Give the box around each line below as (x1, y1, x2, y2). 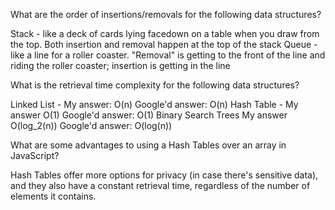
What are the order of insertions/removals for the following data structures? (10, 9, 322, 20)
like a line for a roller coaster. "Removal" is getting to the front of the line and (10, 49, 326, 61)
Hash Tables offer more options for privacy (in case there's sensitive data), (10, 169, 319, 181)
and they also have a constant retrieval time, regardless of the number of (10, 180, 311, 191)
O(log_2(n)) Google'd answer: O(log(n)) (10, 120, 173, 131)
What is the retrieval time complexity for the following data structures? (10, 79, 300, 91)
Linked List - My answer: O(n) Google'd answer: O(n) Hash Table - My (10, 99, 299, 110)
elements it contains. (10, 190, 97, 202)
